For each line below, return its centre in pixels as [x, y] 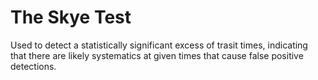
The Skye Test [71, 17]
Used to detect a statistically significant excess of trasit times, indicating [159, 45]
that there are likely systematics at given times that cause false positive [157, 55]
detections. [33, 66]
